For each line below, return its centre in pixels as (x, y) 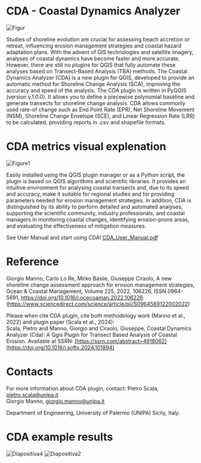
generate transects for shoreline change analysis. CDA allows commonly (96, 103)
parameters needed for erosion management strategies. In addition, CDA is (99, 200)
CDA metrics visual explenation (86, 147)
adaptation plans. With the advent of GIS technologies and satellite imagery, (100, 52)
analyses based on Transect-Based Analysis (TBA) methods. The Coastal (97, 71)
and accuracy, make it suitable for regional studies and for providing (90, 194)
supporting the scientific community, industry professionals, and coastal (95, 213)
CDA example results (60, 437)
